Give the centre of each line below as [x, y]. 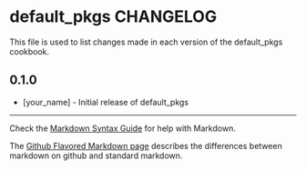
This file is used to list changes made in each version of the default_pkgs [146, 42]
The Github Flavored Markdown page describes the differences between [146, 145]
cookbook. [30, 51]
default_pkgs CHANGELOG [113, 17]
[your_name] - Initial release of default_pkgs [106, 102]
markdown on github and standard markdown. [96, 155]
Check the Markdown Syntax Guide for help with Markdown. [123, 128]
